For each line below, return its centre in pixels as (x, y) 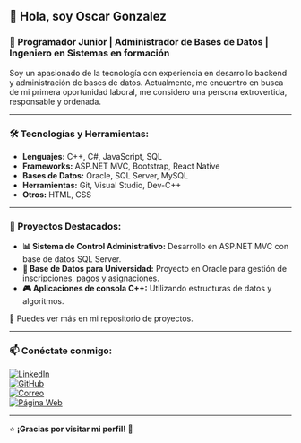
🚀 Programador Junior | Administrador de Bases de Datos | (139, 42)
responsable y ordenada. (55, 101)
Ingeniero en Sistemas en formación (90, 53)
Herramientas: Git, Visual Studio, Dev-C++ (102, 185)
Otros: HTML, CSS (57, 195)
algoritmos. (43, 301)
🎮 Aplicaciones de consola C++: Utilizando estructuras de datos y (147, 289)
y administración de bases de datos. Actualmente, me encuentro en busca (146, 83)
